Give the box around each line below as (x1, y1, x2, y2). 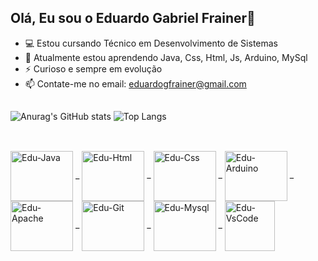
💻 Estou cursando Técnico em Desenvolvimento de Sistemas (24, 37, 279, 49)
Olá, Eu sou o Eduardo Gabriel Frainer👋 (10, 10, 256, 27)
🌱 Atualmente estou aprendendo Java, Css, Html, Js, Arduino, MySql (24, 51, 308, 63)
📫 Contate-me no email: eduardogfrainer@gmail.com (24, 77, 247, 90)
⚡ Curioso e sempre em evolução (24, 62, 163, 75)
